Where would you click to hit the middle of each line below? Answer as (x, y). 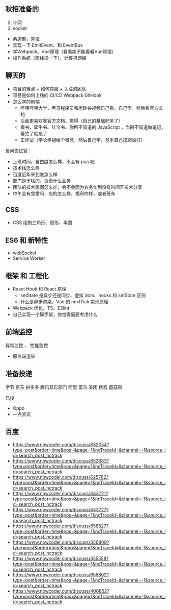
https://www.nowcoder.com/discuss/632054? (61, 444)
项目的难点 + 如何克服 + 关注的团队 (49, 89)
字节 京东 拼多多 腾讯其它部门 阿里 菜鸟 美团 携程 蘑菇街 (64, 387)
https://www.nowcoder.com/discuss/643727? (61, 509)
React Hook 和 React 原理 (39, 289)
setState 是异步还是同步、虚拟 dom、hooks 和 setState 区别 (83, 296)
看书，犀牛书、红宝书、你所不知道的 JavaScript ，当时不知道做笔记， (93, 127)
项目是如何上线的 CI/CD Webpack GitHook (57, 95)
